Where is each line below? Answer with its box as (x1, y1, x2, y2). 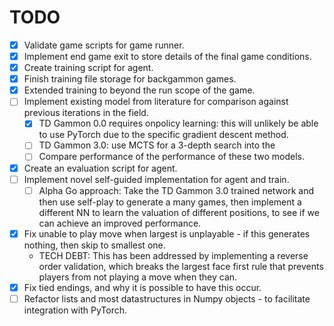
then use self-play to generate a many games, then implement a (38, 196, 302, 208)
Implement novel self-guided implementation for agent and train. (23, 173, 290, 185)
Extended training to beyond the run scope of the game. (23, 84, 256, 96)
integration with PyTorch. (23, 304, 128, 316)
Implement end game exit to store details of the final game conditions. (23, 51, 312, 62)
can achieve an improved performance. (38, 217, 202, 229)
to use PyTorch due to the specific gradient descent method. (38, 129, 289, 141)
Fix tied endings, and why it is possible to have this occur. (23, 281, 262, 293)
